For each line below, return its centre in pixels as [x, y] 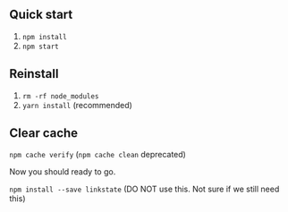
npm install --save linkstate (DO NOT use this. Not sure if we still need [144, 189]
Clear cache [44, 133]
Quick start [41, 15]
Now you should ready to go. [63, 172]
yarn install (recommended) [77, 105]
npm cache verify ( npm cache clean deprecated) [97, 155]
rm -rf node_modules [60, 96]
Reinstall [34, 74]
